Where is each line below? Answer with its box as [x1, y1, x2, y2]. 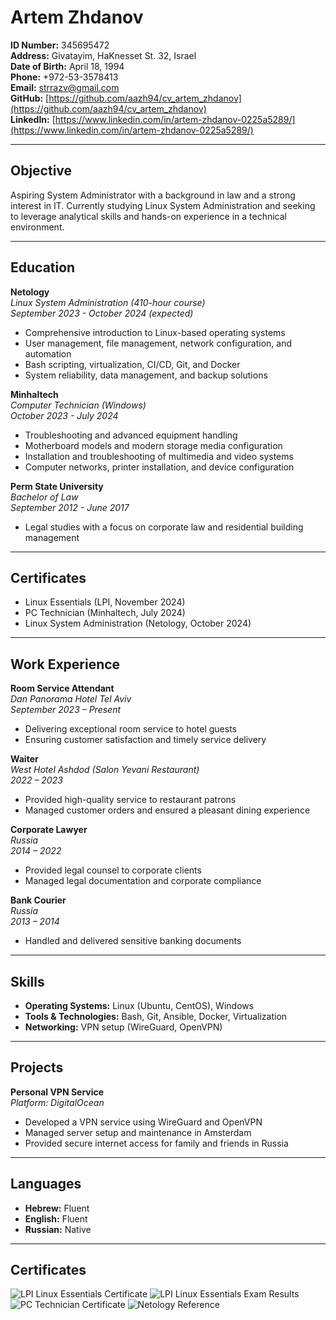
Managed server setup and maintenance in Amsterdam [24, 1126, 252, 1138]
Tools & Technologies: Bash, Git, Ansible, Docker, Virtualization [24, 1011, 288, 1022]
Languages [10, 1176, 82, 1193]
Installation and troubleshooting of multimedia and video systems [24, 450, 294, 462]
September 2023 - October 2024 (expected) [10, 307, 194, 319]
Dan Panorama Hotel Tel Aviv [10, 693, 132, 705]
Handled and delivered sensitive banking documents [24, 935, 242, 947]
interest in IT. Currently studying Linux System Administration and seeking [10, 199, 316, 211]
